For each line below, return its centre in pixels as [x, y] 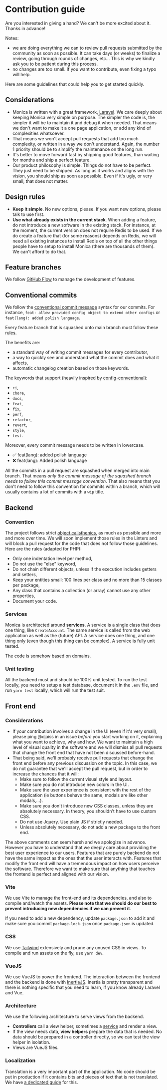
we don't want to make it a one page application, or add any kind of [82, 128]
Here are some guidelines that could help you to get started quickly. [75, 84]
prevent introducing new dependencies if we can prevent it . [68, 909]
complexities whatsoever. [38, 133]
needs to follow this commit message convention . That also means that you [83, 481]
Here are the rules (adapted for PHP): [43, 549]
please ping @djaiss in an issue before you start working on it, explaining [87, 737]
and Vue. [14, 993]
